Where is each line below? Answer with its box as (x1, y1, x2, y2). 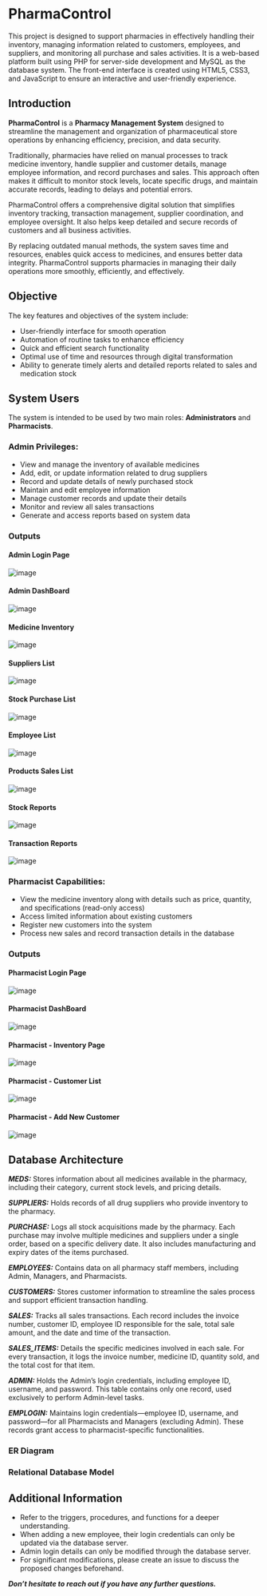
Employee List (8, 730, 57, 740)
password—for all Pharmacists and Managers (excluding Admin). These (8, 1417, 245, 1427)
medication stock (19, 368, 77, 378)
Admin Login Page (8, 550, 70, 560)
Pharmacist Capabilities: (8, 876, 106, 887)
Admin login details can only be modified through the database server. (19, 1546, 251, 1556)
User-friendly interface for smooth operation (19, 326, 167, 335)
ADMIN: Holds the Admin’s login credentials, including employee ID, (8, 1376, 231, 1386)
